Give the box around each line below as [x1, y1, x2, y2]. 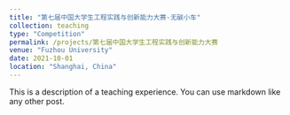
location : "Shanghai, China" [9, 63, 117, 72]
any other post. [9, 96, 65, 106]
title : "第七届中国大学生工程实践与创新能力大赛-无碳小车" [9, 12, 201, 22]
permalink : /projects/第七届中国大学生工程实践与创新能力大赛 [9, 37, 219, 47]
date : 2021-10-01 [9, 54, 74, 63]
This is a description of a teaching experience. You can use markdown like [9, 86, 281, 97]
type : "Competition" [9, 29, 86, 38]
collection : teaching [9, 21, 90, 30]
